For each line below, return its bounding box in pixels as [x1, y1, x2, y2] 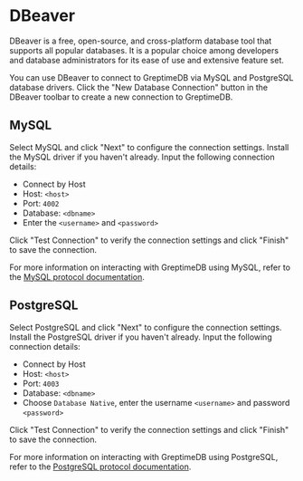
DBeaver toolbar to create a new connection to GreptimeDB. [9, 91, 233, 102]
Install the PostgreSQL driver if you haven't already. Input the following [9, 332, 273, 342]
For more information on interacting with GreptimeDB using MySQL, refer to [9, 262, 291, 273]
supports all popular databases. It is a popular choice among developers [9, 44, 279, 55]
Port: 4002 [22, 197, 60, 208]
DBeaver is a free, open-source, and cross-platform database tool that [9, 35, 272, 46]
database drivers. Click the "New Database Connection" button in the [9, 82, 269, 92]
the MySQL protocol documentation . [9, 271, 145, 282]
